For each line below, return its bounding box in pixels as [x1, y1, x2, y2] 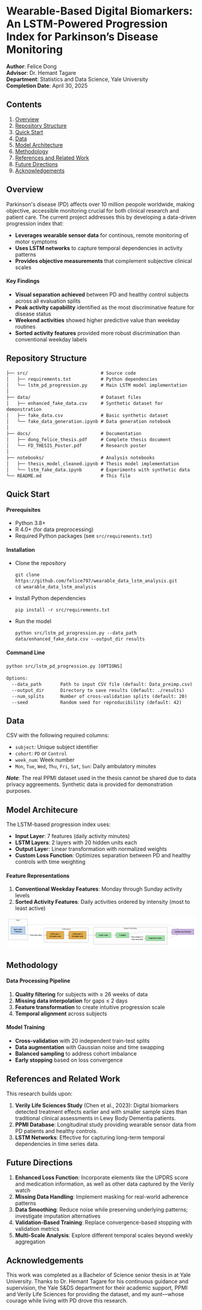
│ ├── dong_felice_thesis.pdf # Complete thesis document [6, 436, 171, 442]
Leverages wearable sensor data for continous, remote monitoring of [14, 231, 189, 239]
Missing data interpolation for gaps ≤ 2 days [14, 997, 128, 1004]
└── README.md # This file [6, 473, 131, 479]
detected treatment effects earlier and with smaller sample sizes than [14, 1108, 188, 1115]
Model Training [6, 1024, 45, 1031]
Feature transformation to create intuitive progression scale [14, 1003, 165, 1010]
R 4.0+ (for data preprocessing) [14, 526, 94, 533]
